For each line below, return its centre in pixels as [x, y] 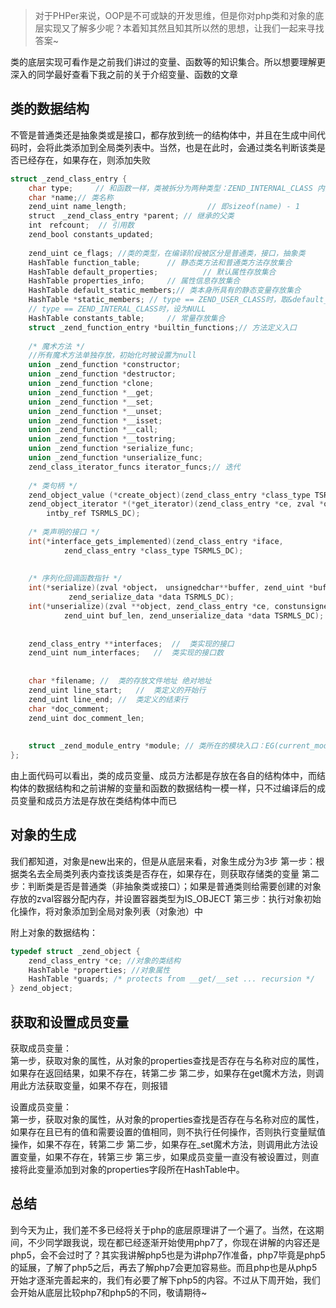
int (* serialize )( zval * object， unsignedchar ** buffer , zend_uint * [171, 588]
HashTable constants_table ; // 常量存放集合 [127, 318]
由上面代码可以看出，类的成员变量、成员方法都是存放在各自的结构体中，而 [163, 775]
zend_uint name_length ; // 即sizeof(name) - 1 [164, 207]
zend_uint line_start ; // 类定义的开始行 [117, 690]
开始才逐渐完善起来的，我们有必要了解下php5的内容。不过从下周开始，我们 [165, 1280]
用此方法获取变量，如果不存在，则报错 [89, 1085]
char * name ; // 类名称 [71, 197]
